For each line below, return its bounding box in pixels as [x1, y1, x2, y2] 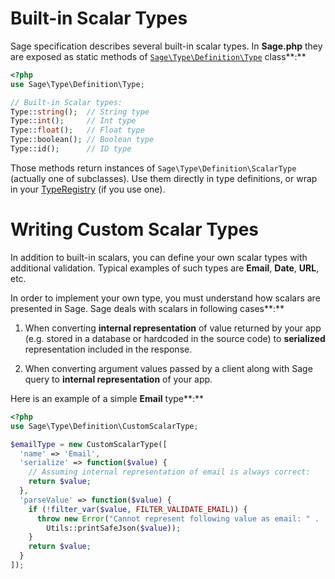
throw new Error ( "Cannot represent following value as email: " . [36, 513, 320, 524]
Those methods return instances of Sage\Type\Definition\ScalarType [10, 162, 297, 174]
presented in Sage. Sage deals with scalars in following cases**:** [10, 302, 285, 314]
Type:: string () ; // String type [10, 107, 150, 117]
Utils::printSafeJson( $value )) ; [46, 523, 182, 533]
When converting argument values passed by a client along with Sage [24, 362, 313, 374]
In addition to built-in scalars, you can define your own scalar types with [10, 251, 308, 263]
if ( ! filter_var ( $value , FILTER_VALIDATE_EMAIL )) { [28, 504, 248, 514]
